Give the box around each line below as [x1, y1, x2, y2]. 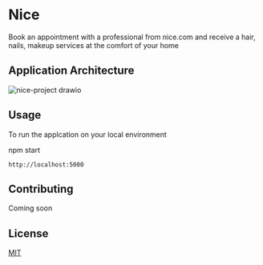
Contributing [8, 182, 74, 195]
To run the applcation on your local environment [8, 130, 167, 139]
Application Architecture [8, 64, 135, 78]
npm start [8, 145, 41, 155]
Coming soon [8, 203, 53, 213]
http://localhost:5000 [8, 160, 84, 169]
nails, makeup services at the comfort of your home [8, 40, 179, 50]
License [8, 227, 49, 240]
